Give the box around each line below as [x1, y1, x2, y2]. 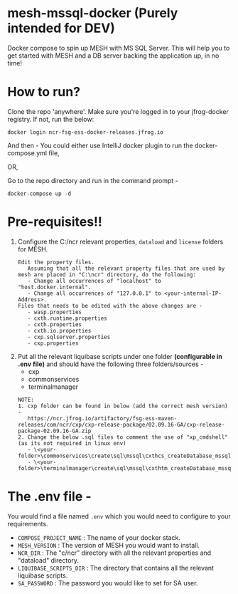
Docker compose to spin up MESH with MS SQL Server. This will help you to [7, 43, 230, 52]
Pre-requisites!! [7, 214, 103, 230]
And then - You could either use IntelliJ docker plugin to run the [7, 141, 193, 150]
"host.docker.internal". [17, 283, 92, 291]
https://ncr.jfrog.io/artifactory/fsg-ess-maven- [27, 415, 178, 422]
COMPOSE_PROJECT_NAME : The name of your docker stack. [17, 533, 181, 542]
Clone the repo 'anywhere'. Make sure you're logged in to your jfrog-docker [7, 107, 229, 115]
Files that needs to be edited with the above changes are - [17, 302, 203, 309]
